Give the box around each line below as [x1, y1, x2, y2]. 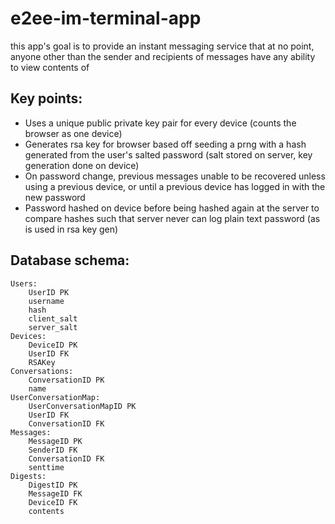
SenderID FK [28, 445, 78, 455]
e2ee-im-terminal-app [10, 7, 202, 30]
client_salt [28, 313, 78, 324]
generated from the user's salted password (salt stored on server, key [24, 148, 313, 161]
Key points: [10, 90, 83, 107]
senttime [28, 462, 65, 472]
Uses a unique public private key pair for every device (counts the [24, 117, 297, 129]
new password [24, 191, 86, 203]
